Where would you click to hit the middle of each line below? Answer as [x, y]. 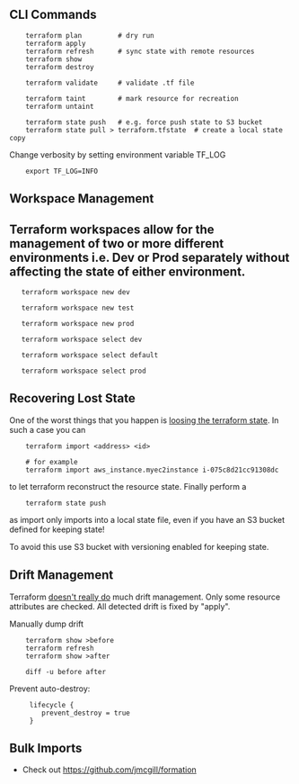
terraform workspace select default [90, 356]
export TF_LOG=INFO [62, 171]
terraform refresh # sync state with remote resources [140, 51]
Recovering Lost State [73, 398]
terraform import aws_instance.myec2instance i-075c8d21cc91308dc [152, 470]
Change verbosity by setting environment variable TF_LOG [118, 154]
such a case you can [48, 429]
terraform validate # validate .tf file [110, 83]
